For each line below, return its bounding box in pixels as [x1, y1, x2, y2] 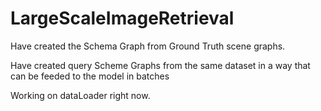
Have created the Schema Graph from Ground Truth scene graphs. [10, 40, 286, 52]
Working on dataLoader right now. [10, 89, 151, 101]
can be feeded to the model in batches [10, 70, 170, 82]
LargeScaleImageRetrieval [10, 7, 235, 30]
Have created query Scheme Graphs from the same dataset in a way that [10, 59, 311, 71]
